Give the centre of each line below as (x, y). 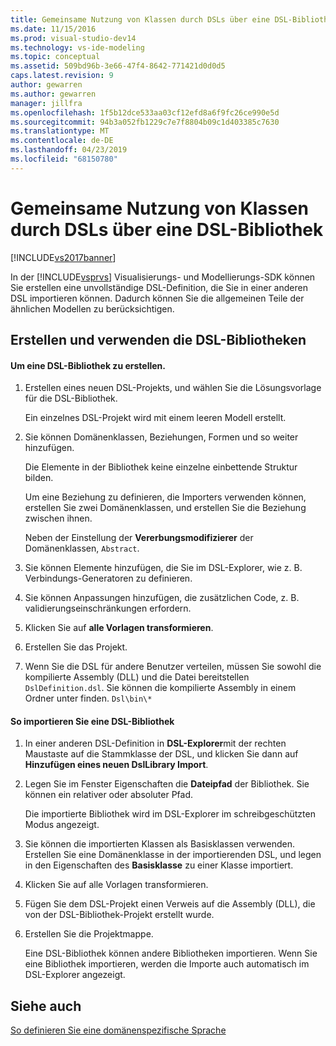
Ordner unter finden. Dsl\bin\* (88, 698)
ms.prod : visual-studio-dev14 (73, 38)
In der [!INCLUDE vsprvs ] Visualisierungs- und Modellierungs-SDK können (163, 277)
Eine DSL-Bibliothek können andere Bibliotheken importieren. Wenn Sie (171, 953)
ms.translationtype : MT (60, 131)
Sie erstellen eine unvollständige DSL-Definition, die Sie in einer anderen (159, 287)
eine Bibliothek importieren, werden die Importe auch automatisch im (167, 964)
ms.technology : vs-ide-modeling (77, 47)
